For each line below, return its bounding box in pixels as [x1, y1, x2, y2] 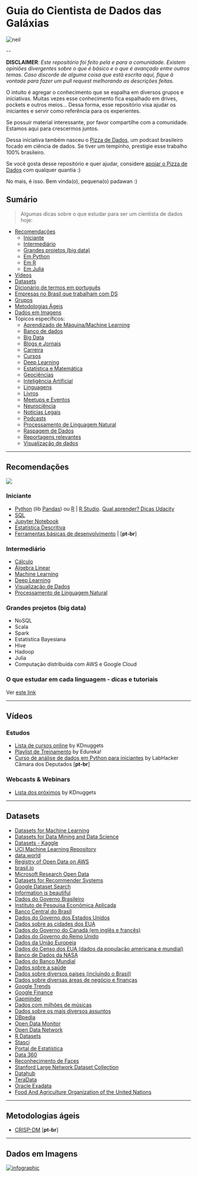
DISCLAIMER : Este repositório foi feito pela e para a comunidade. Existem [6, 59, 186, 66]
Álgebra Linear [14, 564, 51, 572]
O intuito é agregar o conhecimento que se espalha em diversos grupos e [6, 89, 184, 96]
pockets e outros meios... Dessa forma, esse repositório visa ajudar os [6, 101, 176, 108]
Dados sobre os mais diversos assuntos [14, 1007, 111, 1015]
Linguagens [23, 383, 52, 390]
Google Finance [14, 989, 53, 996]
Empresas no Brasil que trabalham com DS [14, 290, 118, 297]
